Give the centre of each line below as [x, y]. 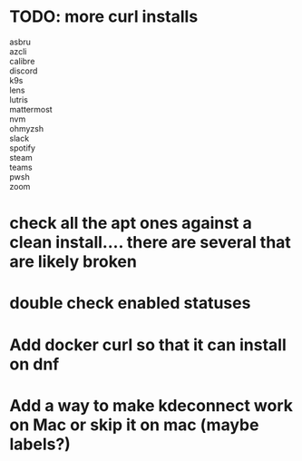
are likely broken [73, 262]
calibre [22, 61]
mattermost [31, 109]
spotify [23, 148]
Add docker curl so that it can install [148, 344]
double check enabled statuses [130, 304]
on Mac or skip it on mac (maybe [134, 425]
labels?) [40, 444]
